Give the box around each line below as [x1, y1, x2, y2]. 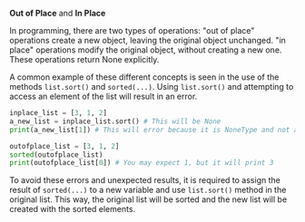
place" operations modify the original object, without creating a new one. [9, 44, 282, 55]
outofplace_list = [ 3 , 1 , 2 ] [9, 141, 120, 150]
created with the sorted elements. [9, 204, 136, 215]
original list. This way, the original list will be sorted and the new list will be [9, 194, 288, 205]
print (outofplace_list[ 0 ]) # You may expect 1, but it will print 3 [9, 159, 274, 168]
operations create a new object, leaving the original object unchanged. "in [9, 35, 286, 45]
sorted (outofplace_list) [9, 150, 103, 159]
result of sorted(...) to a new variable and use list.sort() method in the [9, 185, 287, 196]
